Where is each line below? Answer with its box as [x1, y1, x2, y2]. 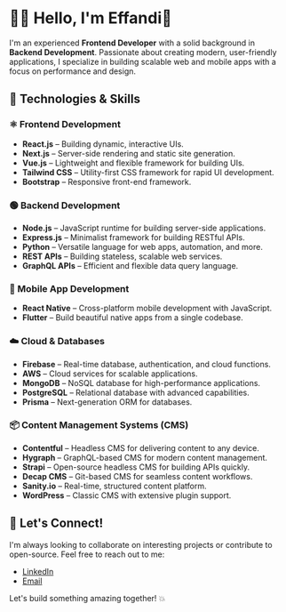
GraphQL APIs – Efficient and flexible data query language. [21, 260, 239, 270]
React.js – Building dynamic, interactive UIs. [21, 138, 184, 149]
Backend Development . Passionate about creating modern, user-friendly [9, 46, 277, 57]
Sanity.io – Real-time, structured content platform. [21, 480, 207, 491]
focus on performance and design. [9, 66, 136, 76]
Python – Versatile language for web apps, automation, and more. [21, 241, 264, 252]
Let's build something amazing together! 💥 [9, 592, 166, 603]
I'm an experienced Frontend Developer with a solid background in [9, 37, 256, 48]
